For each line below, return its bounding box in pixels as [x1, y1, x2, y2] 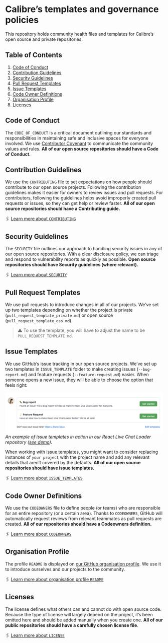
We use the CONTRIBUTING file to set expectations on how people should [5, 179, 152, 185]
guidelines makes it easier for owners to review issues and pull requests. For [5, 190, 163, 196]
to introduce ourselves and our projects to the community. [5, 566, 125, 572]
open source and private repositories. [5, 36, 83, 42]
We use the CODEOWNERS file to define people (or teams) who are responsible [5, 505, 160, 511]
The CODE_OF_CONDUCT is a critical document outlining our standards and [5, 129, 152, 135]
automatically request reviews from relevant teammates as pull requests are [5, 516, 162, 522]
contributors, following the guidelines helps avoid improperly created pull [5, 195, 156, 201]
